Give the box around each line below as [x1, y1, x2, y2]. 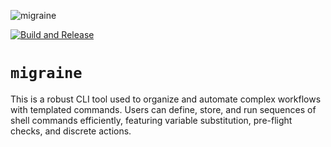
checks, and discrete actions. [10, 125, 132, 137]
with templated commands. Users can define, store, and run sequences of [10, 103, 317, 115]
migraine [10, 64, 83, 83]
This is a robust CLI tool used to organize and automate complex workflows [10, 93, 322, 105]
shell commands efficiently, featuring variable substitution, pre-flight [10, 114, 293, 126]
